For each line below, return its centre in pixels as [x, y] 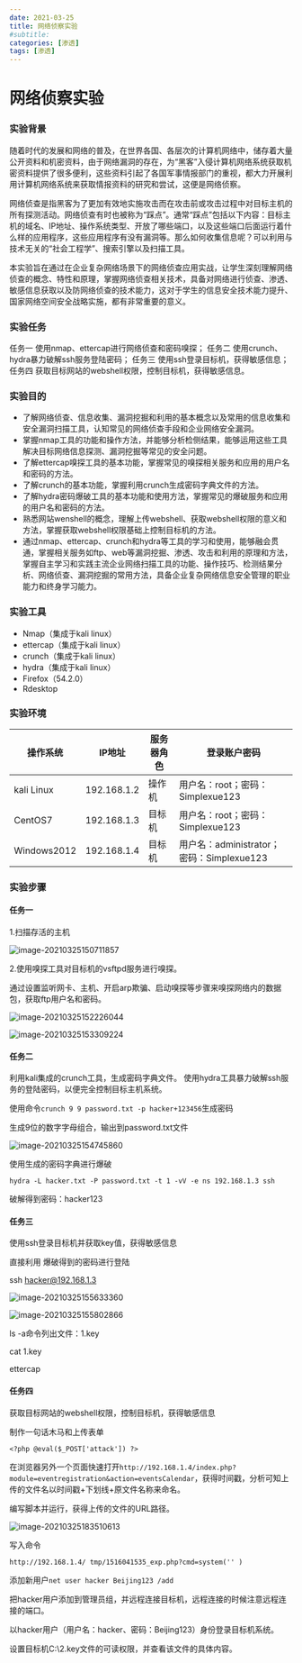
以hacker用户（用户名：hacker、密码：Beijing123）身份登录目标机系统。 [144, 1629]
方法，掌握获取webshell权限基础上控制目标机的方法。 [122, 530]
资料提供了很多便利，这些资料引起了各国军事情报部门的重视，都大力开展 [151, 173]
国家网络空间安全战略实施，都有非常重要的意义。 [100, 301]
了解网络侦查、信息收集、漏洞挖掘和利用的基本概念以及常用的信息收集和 [156, 418]
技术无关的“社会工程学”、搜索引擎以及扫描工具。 [100, 248]
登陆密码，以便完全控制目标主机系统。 [96, 1089]
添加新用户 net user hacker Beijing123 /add [91, 1580]
